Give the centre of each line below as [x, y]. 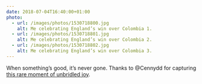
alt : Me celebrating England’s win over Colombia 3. [85, 51]
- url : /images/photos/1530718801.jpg [61, 34]
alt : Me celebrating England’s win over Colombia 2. [85, 40]
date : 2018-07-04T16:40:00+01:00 [48, 12]
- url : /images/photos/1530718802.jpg [61, 46]
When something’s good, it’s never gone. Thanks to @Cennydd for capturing [101, 68]
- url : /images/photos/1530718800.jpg [61, 23]
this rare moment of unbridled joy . [48, 74]
